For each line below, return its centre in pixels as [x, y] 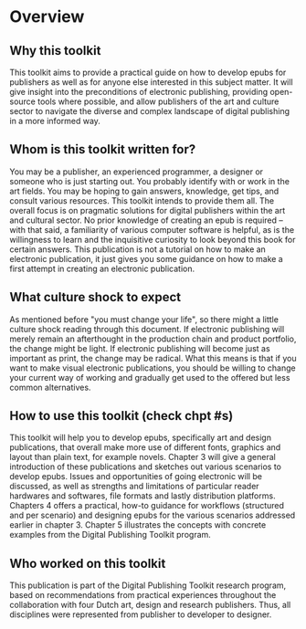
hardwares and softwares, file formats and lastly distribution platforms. [142, 496]
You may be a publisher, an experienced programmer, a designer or [136, 172]
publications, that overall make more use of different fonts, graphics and [145, 447]
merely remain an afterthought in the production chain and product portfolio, [153, 339]
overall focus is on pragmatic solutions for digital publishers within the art [148, 210]
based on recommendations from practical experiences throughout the [143, 595]
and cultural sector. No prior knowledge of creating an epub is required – [146, 220]
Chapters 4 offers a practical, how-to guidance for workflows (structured [147, 506]
